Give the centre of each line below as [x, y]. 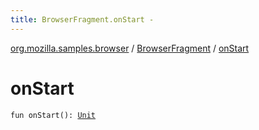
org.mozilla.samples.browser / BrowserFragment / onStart [130, 48]
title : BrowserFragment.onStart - [82, 19]
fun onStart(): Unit [53, 115]
